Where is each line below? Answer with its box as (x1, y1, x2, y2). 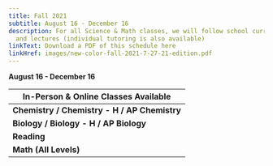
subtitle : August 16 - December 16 (8, 19, 129, 28)
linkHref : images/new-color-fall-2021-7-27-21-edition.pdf (8, 49, 213, 57)
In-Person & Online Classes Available (22, 91, 171, 102)
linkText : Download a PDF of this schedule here (8, 42, 176, 50)
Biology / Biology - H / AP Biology (12, 118, 146, 129)
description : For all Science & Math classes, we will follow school (8, 27, 249, 35)
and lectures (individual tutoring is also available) (15, 34, 206, 43)
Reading (12, 131, 45, 142)
